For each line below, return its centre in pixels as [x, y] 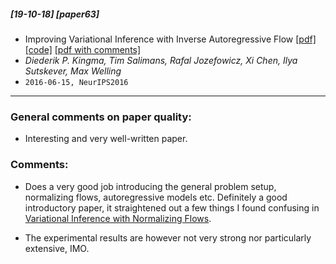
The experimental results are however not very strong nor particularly [168, 237]
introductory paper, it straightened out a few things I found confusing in [172, 207]
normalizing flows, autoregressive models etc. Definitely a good [156, 197]
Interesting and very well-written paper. [106, 139]
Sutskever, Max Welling [73, 71]
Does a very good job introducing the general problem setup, [150, 186]
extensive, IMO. [57, 248]
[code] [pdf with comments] [83, 49]
